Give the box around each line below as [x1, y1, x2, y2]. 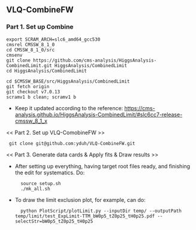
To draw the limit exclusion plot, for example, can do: [14, 196, 146, 203]
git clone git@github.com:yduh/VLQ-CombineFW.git [8, 140, 135, 146]
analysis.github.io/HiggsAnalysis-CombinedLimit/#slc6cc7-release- [14, 111, 183, 118]
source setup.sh [20, 180, 61, 186]
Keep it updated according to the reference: [14, 104, 123, 111]
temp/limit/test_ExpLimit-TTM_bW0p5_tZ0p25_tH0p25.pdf [14, 213, 155, 219]
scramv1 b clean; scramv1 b [6, 94, 77, 100]
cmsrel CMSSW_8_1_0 [6, 41, 55, 47]
